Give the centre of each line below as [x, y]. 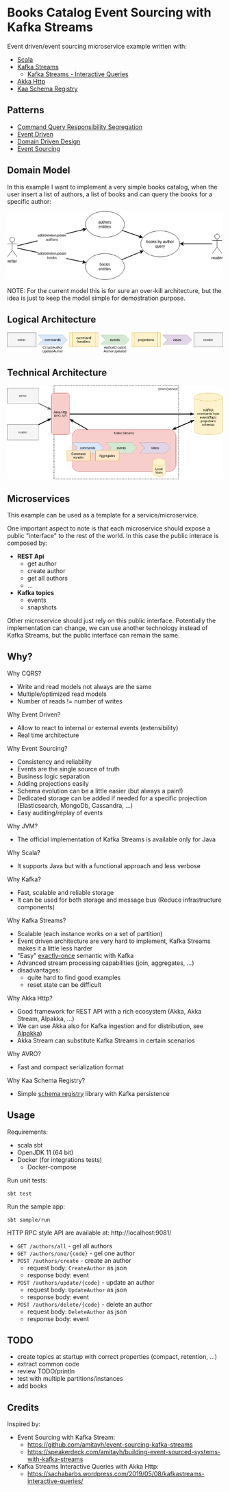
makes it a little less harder [55, 948]
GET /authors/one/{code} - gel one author [76, 1253]
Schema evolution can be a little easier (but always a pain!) [100, 791]
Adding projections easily [53, 783]
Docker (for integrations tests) [60, 1159]
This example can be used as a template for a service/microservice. [103, 515]
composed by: [27, 543]
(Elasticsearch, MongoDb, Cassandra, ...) [75, 805]
